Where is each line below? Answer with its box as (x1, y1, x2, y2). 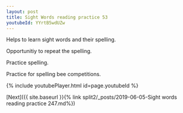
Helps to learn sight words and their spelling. (6, 36, 116, 43)
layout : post (6, 8, 39, 15)
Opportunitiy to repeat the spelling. (6, 48, 92, 55)
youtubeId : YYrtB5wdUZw (6, 20, 66, 26)
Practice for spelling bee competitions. (6, 71, 101, 78)
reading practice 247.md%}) (6, 100, 76, 107)
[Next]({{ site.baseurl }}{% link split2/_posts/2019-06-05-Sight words (6, 93, 178, 101)
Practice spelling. (6, 59, 49, 66)
